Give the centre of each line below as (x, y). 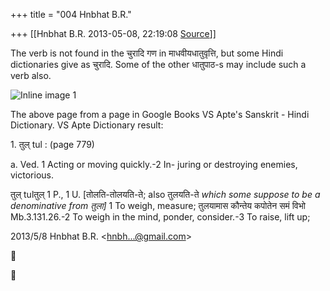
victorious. (32, 175)
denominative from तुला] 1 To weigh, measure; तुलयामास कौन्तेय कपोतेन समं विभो (158, 205)
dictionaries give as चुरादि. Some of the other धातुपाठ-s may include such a (158, 64)
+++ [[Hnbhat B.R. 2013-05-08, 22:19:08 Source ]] (113, 33)
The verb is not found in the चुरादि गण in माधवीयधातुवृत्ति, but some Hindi (147, 53)
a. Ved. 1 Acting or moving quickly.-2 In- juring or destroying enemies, (154, 164)
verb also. (31, 75)
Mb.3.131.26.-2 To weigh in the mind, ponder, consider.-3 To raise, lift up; (160, 217)
